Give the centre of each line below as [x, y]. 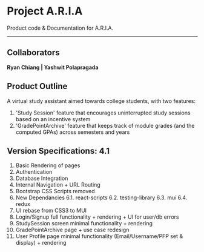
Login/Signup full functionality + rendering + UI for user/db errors [97, 217]
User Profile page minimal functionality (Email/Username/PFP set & [99, 236]
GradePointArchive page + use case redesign [72, 230]
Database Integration [42, 178]
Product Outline [37, 86]
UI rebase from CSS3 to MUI [51, 211]
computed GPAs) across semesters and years [73, 132]
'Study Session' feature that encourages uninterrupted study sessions [103, 113]
